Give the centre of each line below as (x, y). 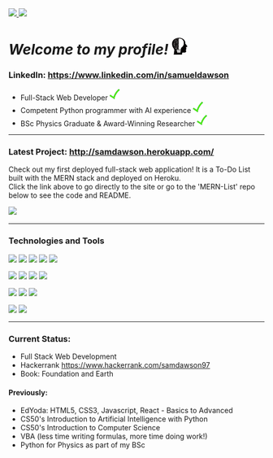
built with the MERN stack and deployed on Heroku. (95, 178)
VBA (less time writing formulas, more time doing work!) (114, 436)
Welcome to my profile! (89, 50)
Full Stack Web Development (68, 356)
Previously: (28, 392)
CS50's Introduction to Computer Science (90, 428)
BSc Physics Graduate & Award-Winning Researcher (108, 123)
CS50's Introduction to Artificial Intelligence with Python (114, 419)
